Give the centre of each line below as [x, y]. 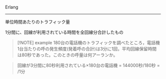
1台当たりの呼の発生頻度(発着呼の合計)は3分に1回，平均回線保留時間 [87, 49]
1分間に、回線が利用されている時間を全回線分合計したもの [64, 32]
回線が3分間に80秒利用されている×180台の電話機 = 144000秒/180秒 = [88, 65]
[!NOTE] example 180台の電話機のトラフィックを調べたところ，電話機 [88, 43]
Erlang [12, 7]
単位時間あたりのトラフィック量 [38, 22]
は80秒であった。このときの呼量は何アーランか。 [67, 55]
